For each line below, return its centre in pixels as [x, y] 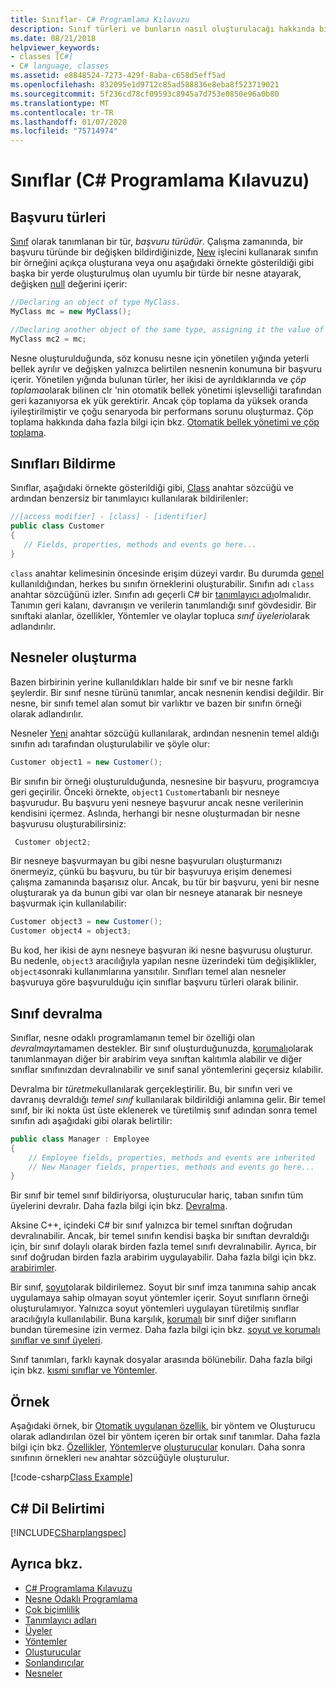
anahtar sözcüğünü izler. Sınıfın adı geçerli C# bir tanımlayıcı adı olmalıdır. [161, 594]
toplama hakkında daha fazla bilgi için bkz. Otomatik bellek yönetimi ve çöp [165, 422]
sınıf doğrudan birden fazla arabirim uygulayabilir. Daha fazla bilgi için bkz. [163, 1257]
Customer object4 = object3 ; [71, 931]
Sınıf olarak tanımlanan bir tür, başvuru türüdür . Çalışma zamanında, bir [157, 242]
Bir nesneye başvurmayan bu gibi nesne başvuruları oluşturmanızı [146, 861]
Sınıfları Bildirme [63, 464]
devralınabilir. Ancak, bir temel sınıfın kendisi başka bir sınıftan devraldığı [160, 1236]
